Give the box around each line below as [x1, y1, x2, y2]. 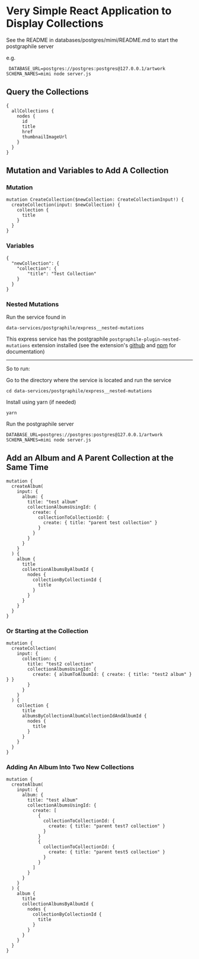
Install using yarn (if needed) [6, 399, 76, 406]
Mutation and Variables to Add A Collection [6, 166, 169, 176]
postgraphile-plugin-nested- [109, 336, 182, 342]
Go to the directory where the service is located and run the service [6, 377, 172, 384]
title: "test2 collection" [27, 661, 94, 667]
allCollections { [11, 108, 54, 114]
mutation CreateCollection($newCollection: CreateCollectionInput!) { [6, 197, 184, 203]
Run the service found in [6, 313, 66, 321]
